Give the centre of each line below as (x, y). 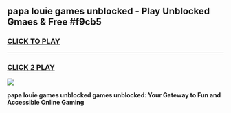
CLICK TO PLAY (34, 42)
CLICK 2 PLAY (31, 67)
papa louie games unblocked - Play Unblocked (109, 11)
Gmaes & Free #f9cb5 (54, 22)
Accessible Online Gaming (46, 102)
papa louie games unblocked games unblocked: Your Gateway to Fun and (114, 95)
